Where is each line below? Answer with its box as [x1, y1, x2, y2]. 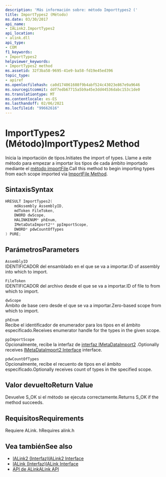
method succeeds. [5, 399, 44, 405]
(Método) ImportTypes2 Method [5, 138, 140, 150]
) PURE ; [5, 231, 22, 237]
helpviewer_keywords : [5, 59, 51, 64]
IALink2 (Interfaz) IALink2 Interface [12, 455, 84, 461]
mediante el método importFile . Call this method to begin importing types [5, 165, 155, 171]
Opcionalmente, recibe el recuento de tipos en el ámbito [5, 361, 121, 367]
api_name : [5, 21, 26, 27]
